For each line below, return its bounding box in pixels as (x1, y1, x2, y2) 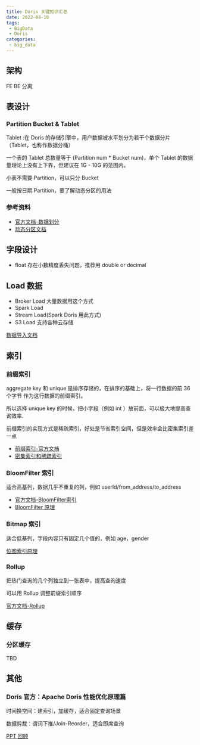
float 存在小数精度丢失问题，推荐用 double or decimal (14, 262, 146, 269)
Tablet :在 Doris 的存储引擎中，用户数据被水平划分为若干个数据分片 (6, 134, 171, 141)
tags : (6, 20, 20, 26)
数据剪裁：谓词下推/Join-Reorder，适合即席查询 (6, 720, 124, 727)
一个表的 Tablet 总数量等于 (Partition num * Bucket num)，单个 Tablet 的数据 (6, 154, 193, 162)
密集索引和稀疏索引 (14, 452, 62, 460)
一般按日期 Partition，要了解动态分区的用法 (6, 187, 112, 194)
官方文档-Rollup (6, 602, 45, 609)
